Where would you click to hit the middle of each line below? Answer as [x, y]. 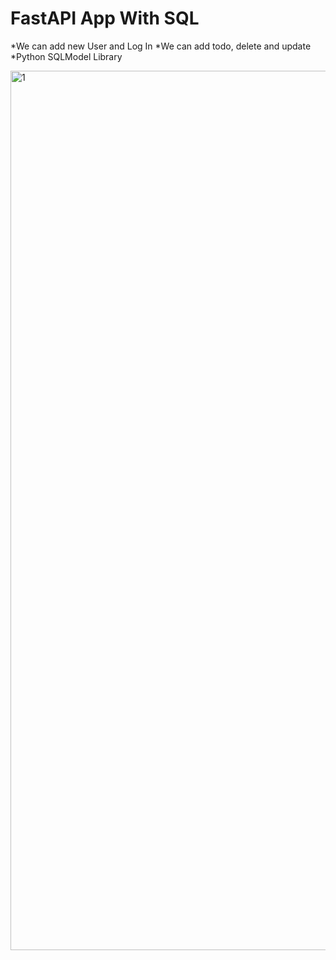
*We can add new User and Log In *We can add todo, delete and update [161, 46]
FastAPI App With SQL [105, 18]
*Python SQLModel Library [66, 56]
